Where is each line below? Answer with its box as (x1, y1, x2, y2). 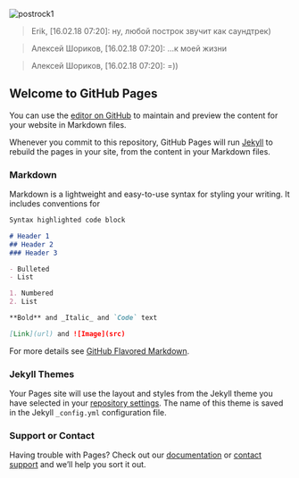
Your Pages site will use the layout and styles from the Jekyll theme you (9, 389, 274, 399)
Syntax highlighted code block (9, 215, 126, 225)
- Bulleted (9, 264, 50, 273)
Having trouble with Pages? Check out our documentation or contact (9, 449, 262, 460)
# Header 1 (9, 231, 50, 240)
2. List (9, 298, 38, 306)
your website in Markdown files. (9, 119, 127, 130)
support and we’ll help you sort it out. (9, 459, 146, 470)
